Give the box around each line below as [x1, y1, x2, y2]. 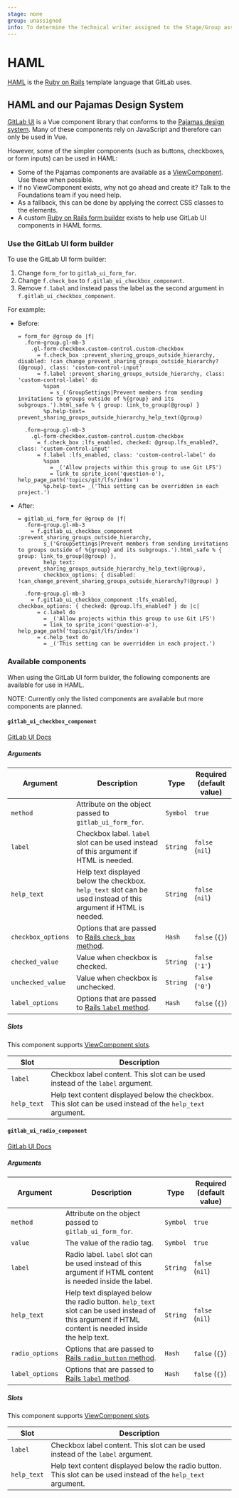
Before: [17, 319, 40, 328]
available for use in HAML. [7, 681, 85, 689]
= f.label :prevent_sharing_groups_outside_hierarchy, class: [36, 370, 225, 378]
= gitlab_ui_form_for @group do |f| [17, 515, 127, 523]
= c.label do [36, 609, 76, 616]
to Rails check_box [75, 932, 136, 942]
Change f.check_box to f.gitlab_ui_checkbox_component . [17, 276, 185, 285]
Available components [7, 657, 87, 667]
